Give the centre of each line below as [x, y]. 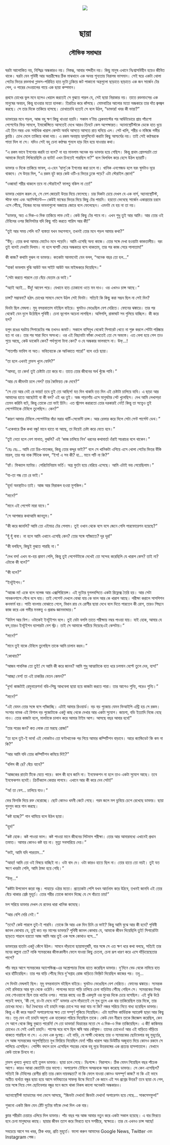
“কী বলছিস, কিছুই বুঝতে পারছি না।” [32, 546]
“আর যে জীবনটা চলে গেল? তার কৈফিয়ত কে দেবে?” [42, 381]
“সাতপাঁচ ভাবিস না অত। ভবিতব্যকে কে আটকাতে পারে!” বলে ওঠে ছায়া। [57, 351]
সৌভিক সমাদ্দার [85, 52]
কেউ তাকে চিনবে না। [21, 1052]
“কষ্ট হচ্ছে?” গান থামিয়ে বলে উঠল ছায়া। [35, 816]
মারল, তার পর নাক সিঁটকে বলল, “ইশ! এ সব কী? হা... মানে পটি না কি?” [57, 455]
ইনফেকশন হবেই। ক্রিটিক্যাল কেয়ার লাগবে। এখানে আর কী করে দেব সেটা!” [59, 780]
